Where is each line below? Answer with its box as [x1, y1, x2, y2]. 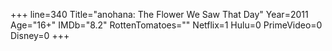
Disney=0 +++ [10, 30, 70, 41]
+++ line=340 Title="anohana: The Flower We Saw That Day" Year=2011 [10, 9, 309, 20]
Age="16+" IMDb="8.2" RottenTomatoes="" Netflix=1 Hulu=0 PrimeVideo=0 [10, 19, 323, 31]
